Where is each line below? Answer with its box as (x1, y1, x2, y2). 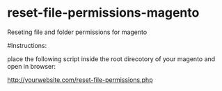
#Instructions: (7, 41, 47, 49)
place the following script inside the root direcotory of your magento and (7, 54, 216, 63)
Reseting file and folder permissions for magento (7, 28, 148, 36)
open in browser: (7, 62, 56, 70)
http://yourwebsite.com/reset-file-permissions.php (7, 75, 153, 84)
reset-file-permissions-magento (7, 5, 200, 21)
